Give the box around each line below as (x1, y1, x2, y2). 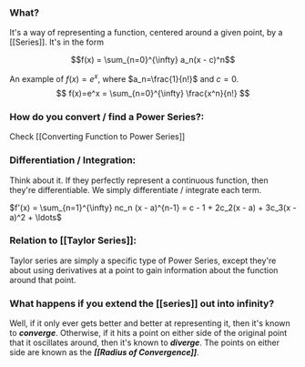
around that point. (9, 274, 76, 285)
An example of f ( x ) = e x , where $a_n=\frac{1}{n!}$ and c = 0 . (9, 72, 239, 84)
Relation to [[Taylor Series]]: (9, 234, 137, 247)
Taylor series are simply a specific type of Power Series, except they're (9, 255, 277, 266)
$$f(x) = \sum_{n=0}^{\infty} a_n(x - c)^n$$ (70, 55, 236, 66)
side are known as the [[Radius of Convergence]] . (9, 347, 199, 358)
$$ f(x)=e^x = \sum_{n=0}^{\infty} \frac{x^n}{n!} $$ (56, 87, 250, 98)
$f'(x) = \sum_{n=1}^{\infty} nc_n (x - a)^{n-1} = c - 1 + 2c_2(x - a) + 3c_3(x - (9, 202, 297, 213)
